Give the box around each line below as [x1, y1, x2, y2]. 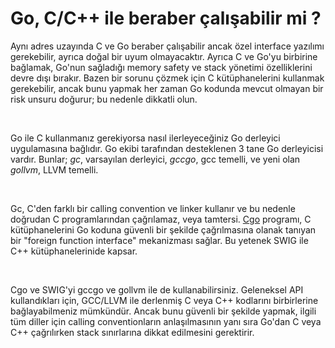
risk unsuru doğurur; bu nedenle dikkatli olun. [10, 93, 198, 105]
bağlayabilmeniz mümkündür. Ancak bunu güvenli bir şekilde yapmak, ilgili [10, 305, 317, 317]
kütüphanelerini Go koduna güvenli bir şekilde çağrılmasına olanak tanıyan [10, 223, 317, 236]
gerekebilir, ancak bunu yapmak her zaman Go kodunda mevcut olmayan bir [10, 82, 324, 94]
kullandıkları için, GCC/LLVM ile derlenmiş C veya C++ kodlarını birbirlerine [10, 294, 319, 306]
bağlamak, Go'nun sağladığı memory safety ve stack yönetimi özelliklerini [10, 61, 313, 73]
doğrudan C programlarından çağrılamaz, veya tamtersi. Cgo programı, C [10, 213, 312, 225]
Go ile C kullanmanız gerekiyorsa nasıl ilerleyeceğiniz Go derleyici [10, 132, 281, 144]
